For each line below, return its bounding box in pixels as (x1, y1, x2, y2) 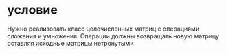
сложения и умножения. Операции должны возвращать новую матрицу (7, 31, 220, 40)
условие (7, 2, 58, 18)
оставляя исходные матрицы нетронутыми (7, 39, 134, 47)
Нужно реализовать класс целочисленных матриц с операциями (7, 25, 200, 33)
